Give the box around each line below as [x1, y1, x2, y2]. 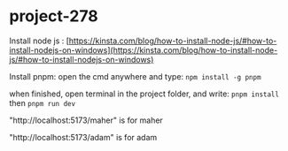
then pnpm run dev [9, 97, 76, 108]
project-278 [9, 6, 99, 26]
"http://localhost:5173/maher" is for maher [9, 115, 164, 125]
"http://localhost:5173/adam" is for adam [9, 132, 158, 142]
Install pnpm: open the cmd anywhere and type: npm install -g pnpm [9, 71, 261, 81]
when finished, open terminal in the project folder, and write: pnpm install [9, 88, 279, 99]
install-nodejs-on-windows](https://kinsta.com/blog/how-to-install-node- [9, 44, 278, 55]
